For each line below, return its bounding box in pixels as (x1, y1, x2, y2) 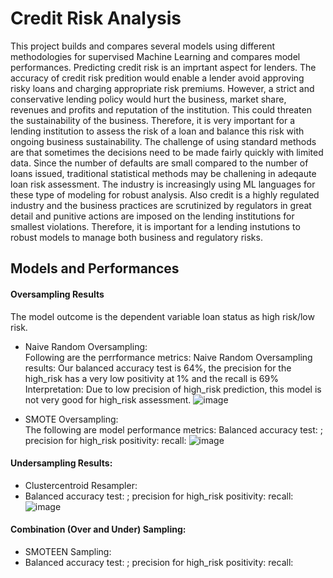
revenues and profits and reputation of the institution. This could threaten (10, 103, 312, 116)
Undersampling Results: (10, 457, 113, 469)
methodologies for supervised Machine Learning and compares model (10, 50, 301, 62)
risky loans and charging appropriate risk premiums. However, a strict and (10, 82, 315, 94)
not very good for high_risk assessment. (24, 393, 192, 406)
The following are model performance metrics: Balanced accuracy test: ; (24, 423, 323, 436)
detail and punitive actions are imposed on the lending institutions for (10, 210, 295, 222)
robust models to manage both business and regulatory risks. (10, 231, 263, 243)
